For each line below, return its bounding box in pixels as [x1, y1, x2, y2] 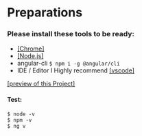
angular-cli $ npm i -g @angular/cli [16, 59, 120, 68]
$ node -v [7, 111, 36, 118]
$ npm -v [7, 116, 32, 124]
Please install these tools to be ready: [7, 29, 135, 39]
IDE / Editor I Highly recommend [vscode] [16, 66, 135, 74]
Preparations [7, 5, 83, 21]
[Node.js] [16, 52, 44, 60]
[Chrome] [16, 44, 45, 53]
